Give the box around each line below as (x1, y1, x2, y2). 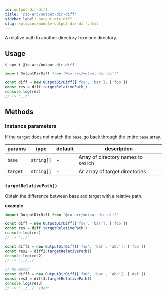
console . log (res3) (5, 281, 43, 286)
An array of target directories (78, 168, 146, 175)
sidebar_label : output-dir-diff (5, 16, 72, 21)
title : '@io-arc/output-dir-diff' (5, 12, 77, 17)
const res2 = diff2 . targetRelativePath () (5, 249, 92, 254)
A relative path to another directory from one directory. (5, 35, 118, 41)
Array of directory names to (78, 154, 143, 161)
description (105, 146, 133, 152)
